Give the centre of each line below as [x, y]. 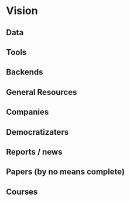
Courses [22, 192]
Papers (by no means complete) [65, 172]
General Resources [42, 92]
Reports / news [34, 151]
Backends [25, 72]
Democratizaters [37, 132]
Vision [22, 11]
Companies [28, 112]
